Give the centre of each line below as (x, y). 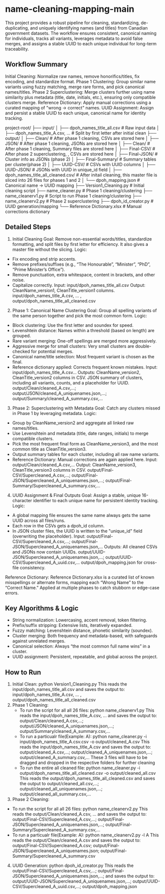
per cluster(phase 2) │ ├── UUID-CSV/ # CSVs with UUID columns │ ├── (80, 164)
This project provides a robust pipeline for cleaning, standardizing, (73, 23)
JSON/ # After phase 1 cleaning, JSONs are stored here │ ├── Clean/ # (78, 143)
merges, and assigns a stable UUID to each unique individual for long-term (81, 43)
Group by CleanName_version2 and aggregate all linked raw (73, 423)
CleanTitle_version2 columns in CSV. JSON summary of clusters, (78, 378)
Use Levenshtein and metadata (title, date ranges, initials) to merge (80, 433)
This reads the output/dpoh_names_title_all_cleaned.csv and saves (87, 778)
